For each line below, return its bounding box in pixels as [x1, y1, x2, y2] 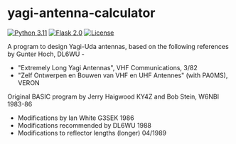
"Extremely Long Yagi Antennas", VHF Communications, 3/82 [17, 63, 198, 72]
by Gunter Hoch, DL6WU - [7, 50, 85, 58]
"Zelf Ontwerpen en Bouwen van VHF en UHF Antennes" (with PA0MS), [17, 71, 228, 79]
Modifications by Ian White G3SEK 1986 [17, 113, 134, 122]
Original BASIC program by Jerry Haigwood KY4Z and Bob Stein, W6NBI [7, 92, 219, 101]
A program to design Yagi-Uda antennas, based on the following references [7, 42, 229, 50]
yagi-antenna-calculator [7, 5, 156, 21]
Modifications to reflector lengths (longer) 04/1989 [17, 128, 167, 137]
